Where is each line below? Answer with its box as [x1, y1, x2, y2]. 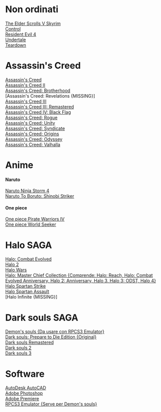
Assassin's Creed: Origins [5, 131, 59, 137]
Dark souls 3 [5, 350, 32, 357]
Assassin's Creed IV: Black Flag [5, 109, 71, 115]
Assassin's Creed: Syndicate [5, 125, 65, 131]
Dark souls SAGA [5, 312, 78, 323]
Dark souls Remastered [5, 339, 54, 345]
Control [5, 25, 21, 32]
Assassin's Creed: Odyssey [5, 136, 63, 142]
